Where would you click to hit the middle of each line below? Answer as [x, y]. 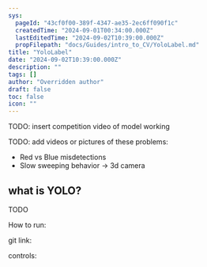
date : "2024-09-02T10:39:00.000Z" [65, 60]
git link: [20, 240]
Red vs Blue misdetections [63, 157]
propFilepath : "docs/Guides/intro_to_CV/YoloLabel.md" [107, 45]
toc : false [26, 97]
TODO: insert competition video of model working [89, 127]
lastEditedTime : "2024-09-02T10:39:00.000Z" [90, 38]
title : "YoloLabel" [40, 52]
